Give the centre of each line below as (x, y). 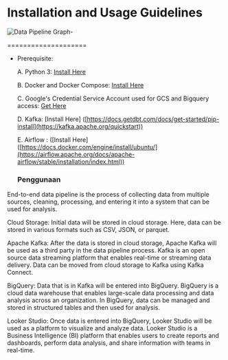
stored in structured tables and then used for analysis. (83, 308)
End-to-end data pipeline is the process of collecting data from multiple (108, 195)
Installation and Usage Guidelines (105, 13)
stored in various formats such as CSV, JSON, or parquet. (89, 230)
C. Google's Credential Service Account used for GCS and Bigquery (113, 98)
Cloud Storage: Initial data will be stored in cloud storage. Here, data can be (114, 222)
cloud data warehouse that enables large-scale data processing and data (111, 293)
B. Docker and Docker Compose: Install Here (80, 85)
